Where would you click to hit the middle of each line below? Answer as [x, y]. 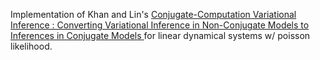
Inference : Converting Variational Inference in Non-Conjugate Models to [160, 25]
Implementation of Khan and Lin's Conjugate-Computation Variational [153, 14]
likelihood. [31, 46]
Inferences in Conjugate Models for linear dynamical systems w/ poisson [160, 35]
